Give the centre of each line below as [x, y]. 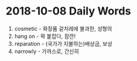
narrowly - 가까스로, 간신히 [46, 51]
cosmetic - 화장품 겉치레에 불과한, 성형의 [63, 28]
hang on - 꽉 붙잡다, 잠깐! [45, 36]
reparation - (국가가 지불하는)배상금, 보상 [63, 43]
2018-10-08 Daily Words [68, 11]
